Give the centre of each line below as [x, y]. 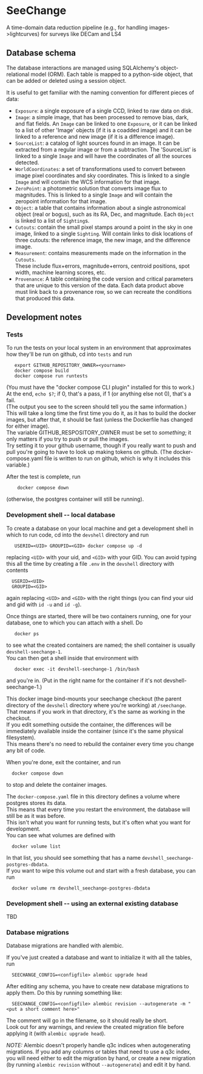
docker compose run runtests [51, 376]
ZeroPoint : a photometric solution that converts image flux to [91, 188]
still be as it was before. [36, 815]
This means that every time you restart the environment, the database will [98, 809]
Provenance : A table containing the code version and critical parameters [104, 279]
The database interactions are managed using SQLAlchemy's [83, 68]
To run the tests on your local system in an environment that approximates [99, 348]
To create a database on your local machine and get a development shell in [100, 528]
